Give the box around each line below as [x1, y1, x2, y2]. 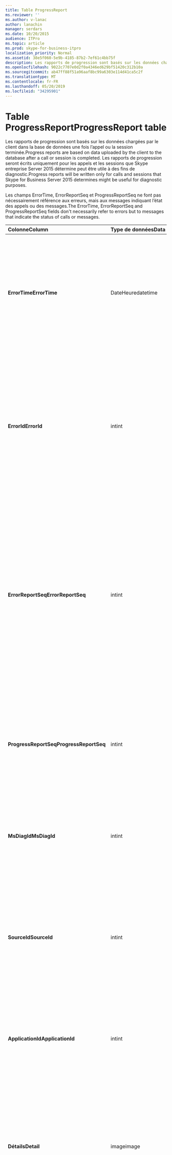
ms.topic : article [5, 41, 45, 46]
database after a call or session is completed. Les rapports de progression [5, 155, 162, 161]
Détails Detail [8, 1143, 40, 1150]
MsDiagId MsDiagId [8, 832, 55, 839]
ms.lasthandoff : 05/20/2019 [5, 84, 66, 89]
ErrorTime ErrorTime [8, 289, 58, 297]
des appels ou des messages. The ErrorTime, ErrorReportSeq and [5, 203, 143, 209]
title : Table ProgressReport [5, 7, 68, 13]
